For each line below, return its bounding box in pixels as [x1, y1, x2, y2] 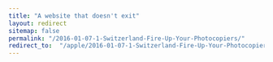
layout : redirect [8, 19, 67, 27]
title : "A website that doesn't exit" [8, 11, 140, 20]
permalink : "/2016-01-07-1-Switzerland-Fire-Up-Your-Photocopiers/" [8, 34, 245, 43]
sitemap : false [8, 27, 60, 35]
